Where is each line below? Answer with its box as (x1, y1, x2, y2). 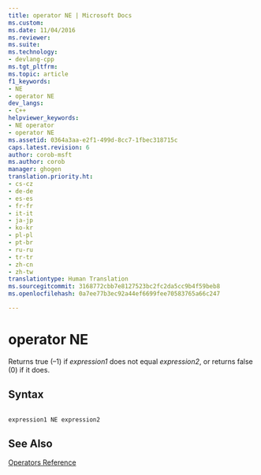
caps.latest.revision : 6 (8, 143, 90, 151)
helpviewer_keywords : (8, 114, 80, 122)
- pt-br (8, 239, 34, 247)
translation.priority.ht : (8, 173, 93, 181)
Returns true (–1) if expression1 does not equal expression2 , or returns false (8, 356, 254, 366)
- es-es (8, 195, 34, 202)
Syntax (8, 388, 44, 402)
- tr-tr (8, 253, 34, 261)
